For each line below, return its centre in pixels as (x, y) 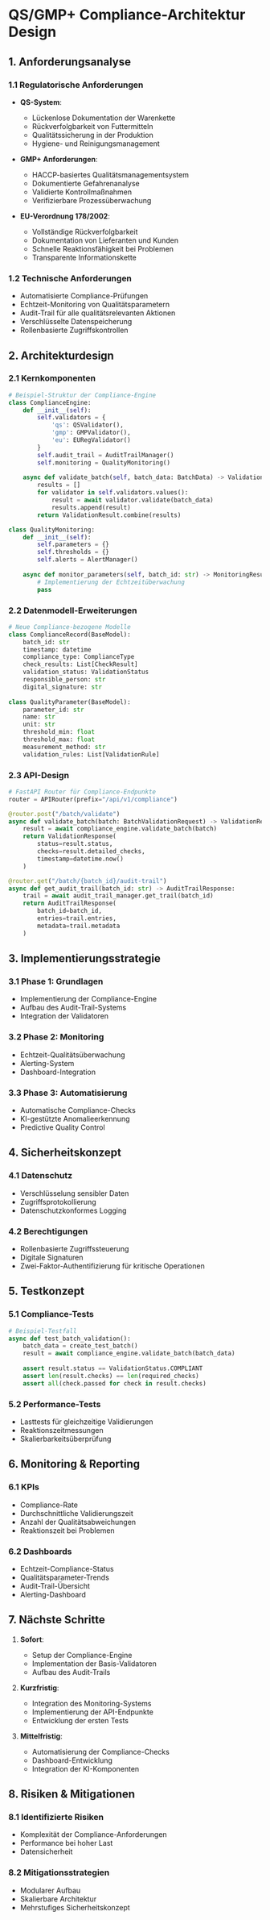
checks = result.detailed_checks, (92, 852)
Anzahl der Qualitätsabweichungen (78, 1522)
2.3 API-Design (39, 775)
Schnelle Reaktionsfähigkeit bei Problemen (103, 248)
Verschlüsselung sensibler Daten (74, 1193)
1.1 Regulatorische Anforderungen (76, 85)
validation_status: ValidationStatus (86, 672)
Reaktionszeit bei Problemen (67, 1531)
